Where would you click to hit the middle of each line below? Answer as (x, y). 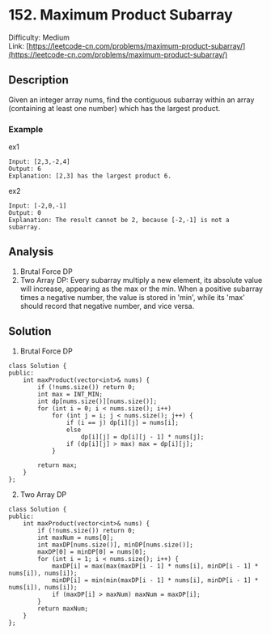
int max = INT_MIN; (70, 394)
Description (38, 80)
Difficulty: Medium (39, 37)
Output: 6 (25, 169)
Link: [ (19, 45)
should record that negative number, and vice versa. (107, 306)
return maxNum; (63, 608)
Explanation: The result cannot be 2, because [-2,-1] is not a (119, 221)
